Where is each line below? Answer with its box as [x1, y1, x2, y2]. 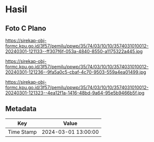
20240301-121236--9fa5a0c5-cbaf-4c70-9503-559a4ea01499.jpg [5, 69, 146, 75]
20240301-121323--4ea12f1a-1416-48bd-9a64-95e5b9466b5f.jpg [5, 90, 145, 96]
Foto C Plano [5, 24, 46, 33]
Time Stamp [8, 128, 37, 135]
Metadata [5, 105, 37, 113]
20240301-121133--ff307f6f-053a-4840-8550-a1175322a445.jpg [5, 49, 143, 54]
